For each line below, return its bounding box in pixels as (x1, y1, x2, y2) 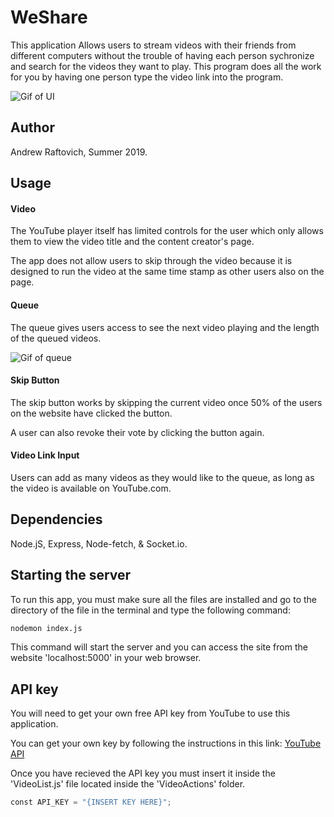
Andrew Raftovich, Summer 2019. (10, 146, 148, 158)
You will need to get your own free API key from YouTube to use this (10, 707, 291, 720)
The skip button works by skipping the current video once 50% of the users (10, 396, 323, 408)
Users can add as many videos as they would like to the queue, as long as (10, 471, 315, 483)
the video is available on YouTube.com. (10, 482, 172, 494)
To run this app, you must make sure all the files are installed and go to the (10, 593, 317, 605)
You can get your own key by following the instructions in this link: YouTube (10, 737, 322, 750)
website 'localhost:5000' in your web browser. (10, 652, 202, 664)
